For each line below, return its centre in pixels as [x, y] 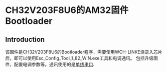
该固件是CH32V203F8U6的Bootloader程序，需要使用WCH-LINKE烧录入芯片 [84, 52]
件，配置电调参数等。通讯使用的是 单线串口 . [50, 64]
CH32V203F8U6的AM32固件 [67, 10]
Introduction [25, 39]
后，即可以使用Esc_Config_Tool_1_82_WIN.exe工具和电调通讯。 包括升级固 [81, 58]
